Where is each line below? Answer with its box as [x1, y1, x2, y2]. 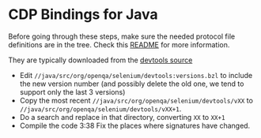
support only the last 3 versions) [19, 87, 126, 96]
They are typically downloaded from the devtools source [8, 55, 193, 65]
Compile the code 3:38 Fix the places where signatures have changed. [19, 121, 251, 130]
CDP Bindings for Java [8, 6, 158, 24]
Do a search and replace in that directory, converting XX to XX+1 [19, 112, 225, 121]
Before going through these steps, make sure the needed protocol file [8, 32, 236, 41]
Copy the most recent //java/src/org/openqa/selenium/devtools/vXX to [19, 95, 253, 105]
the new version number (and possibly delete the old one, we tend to [19, 79, 244, 88]
